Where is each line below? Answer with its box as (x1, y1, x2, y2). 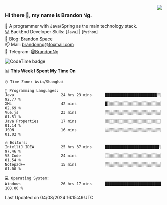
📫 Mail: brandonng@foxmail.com (5, 42, 74, 48)
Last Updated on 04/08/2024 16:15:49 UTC (5, 195, 94, 201)
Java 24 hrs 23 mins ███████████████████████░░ (5, 93, 162, 98)
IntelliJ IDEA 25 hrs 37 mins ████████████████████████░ (5, 145, 162, 150)
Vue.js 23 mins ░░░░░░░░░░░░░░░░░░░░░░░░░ (5, 110, 162, 115)
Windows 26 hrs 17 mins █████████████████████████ (5, 181, 162, 187)
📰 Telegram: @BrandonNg (5, 49, 59, 55)
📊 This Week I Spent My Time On (5, 68, 76, 74)
